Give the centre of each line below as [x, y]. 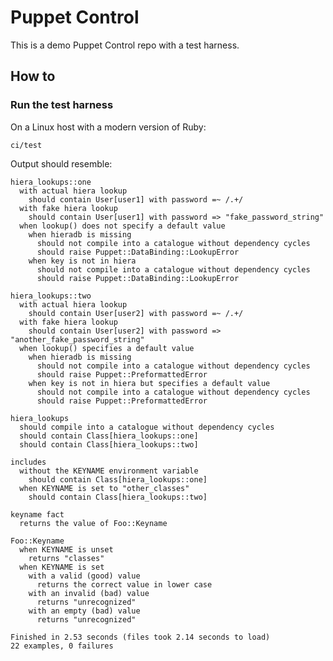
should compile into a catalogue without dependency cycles [147, 427]
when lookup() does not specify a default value [122, 226]
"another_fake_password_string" [77, 339]
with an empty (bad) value [84, 611]
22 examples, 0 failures [62, 646]
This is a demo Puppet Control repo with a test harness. [125, 45]
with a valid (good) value [84, 576]
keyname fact [37, 514]
